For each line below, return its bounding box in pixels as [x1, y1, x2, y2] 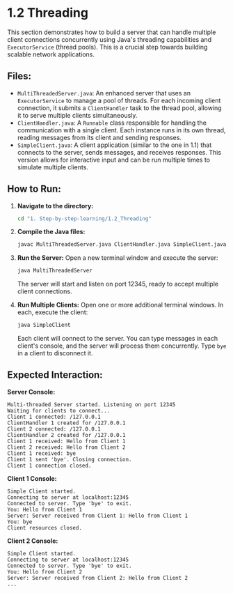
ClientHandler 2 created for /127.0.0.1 [7, 431, 127, 438]
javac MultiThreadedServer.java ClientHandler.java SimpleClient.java [17, 241, 227, 248]
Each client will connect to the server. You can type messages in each [17, 334, 218, 343]
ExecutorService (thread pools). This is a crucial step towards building [7, 43, 208, 51]
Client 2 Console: [7, 537, 58, 545]
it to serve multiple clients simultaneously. [17, 111, 138, 119]
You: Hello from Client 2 [7, 568, 82, 576]
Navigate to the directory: [17, 201, 94, 210]
